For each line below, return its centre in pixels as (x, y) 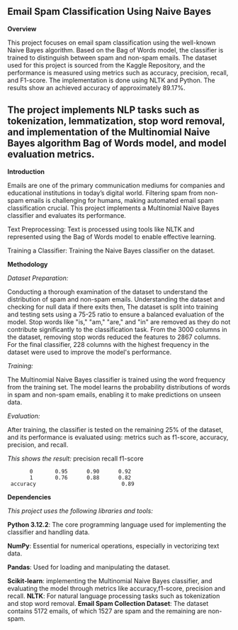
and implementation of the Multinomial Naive (109, 132)
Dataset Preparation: (38, 278)
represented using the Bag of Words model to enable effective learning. (112, 236)
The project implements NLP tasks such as (103, 110)
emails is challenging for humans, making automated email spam (119, 200)
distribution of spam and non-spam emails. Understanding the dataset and (116, 299)
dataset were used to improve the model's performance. (90, 352)
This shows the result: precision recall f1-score (75, 458)
